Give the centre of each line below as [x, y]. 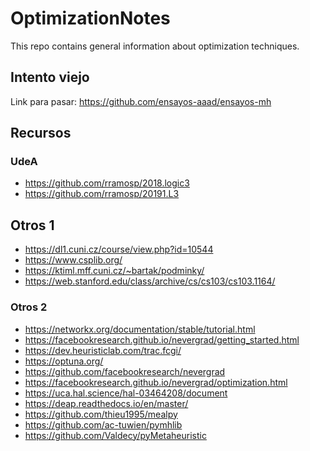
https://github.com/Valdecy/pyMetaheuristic [115, 435]
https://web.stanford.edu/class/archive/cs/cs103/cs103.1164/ [150, 281]
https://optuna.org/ [64, 361]
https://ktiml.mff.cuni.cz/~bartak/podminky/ [114, 271]
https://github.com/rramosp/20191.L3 [102, 194]
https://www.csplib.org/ [73, 260]
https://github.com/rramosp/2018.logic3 [107, 183]
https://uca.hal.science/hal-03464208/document [126, 393]
